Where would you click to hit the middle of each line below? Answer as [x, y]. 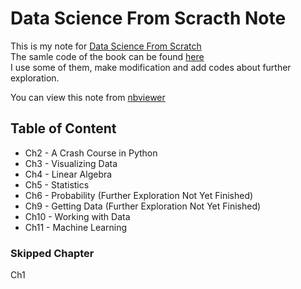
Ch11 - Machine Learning [76, 227]
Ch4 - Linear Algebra [68, 174]
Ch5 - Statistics [57, 184]
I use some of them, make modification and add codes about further [151, 67]
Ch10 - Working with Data [77, 216]
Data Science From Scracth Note [148, 18]
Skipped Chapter [52, 253]
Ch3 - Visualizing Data [71, 163]
